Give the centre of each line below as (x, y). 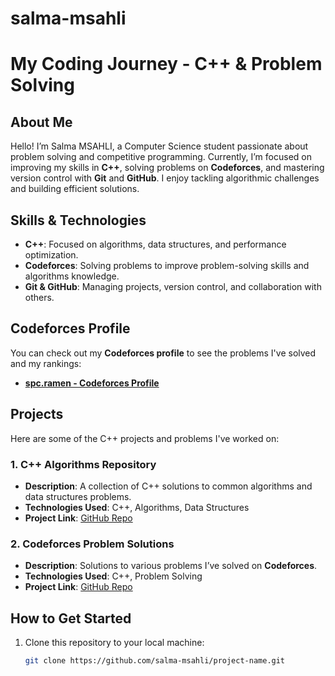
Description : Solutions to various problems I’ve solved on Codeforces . (171, 566)
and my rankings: (46, 363)
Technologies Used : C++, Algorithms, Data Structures (137, 507)
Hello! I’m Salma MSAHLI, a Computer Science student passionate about (159, 146)
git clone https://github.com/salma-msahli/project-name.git (155, 661)
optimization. (51, 255)
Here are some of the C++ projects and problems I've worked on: (145, 438)
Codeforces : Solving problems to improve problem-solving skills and (167, 265)
